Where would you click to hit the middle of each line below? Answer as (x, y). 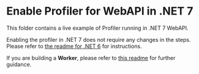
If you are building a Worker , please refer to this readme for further (91, 58)
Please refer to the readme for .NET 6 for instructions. (74, 46)
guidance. (19, 64)
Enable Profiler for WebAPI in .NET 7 (100, 11)
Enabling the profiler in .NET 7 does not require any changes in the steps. (99, 39)
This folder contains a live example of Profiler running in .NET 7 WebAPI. (97, 28)
